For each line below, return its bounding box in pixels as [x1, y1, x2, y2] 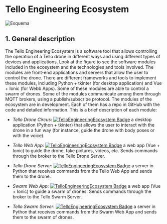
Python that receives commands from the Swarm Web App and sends [12, 208, 157, 214]
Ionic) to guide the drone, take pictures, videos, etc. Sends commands [12, 147, 158, 154]
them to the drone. [12, 173, 51, 179]
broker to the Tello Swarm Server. [12, 193, 82, 199]
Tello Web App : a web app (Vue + [12, 142, 160, 148]
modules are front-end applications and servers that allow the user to [5, 69, 148, 75]
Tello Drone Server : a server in [12, 162, 154, 169]
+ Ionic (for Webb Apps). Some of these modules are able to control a [5, 85, 149, 91]
